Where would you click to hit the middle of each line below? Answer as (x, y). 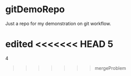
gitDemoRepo (35, 9)
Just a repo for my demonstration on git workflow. (58, 23)
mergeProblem (110, 68)
